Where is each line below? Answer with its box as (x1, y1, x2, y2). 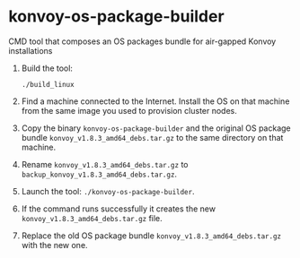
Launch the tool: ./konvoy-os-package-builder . (21, 185, 195, 196)
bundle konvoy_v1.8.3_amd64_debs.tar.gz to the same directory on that (21, 132, 284, 142)
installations (8, 45, 53, 56)
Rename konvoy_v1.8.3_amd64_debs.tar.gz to (21, 159, 189, 169)
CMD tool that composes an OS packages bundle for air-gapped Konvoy (8, 36, 277, 47)
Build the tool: (21, 63, 74, 73)
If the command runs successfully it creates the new (21, 203, 216, 214)
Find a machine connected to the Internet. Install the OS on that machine (21, 96, 290, 107)
